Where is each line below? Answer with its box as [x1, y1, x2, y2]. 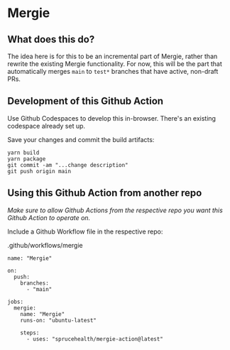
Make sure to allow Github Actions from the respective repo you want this [7, 206, 224, 214]
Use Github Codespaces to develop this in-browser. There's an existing [7, 114, 217, 122]
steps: [20, 329, 40, 337]
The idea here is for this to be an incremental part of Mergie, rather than [7, 52, 218, 60]
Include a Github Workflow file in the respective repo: [7, 227, 163, 236]
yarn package [7, 155, 46, 163]
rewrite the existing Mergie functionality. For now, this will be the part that [7, 60, 222, 68]
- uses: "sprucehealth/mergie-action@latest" [26, 335, 163, 342]
